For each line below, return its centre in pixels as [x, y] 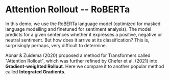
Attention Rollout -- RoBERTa [68, 9]
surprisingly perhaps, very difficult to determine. [56, 45]
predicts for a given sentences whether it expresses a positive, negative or [84, 34]
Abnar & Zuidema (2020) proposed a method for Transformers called [78, 55]
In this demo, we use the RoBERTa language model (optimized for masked [83, 24]
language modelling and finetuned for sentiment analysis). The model [78, 29]
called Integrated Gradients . [35, 72]
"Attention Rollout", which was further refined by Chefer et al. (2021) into [81, 61]
